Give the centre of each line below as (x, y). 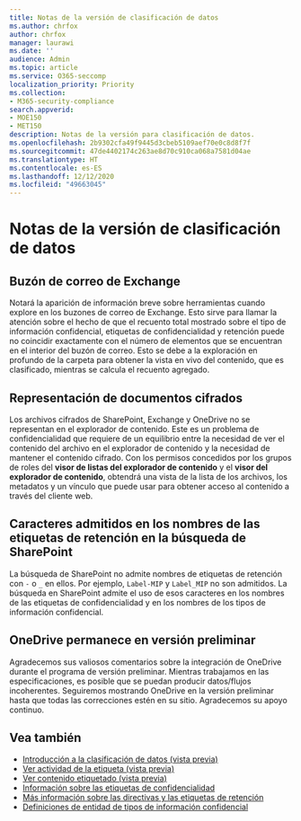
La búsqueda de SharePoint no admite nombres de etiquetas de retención (146, 574)
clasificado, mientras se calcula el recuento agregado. (110, 370)
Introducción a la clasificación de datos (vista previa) (120, 759)
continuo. (27, 710)
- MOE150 (26, 118)
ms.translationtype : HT (54, 159)
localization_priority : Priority (72, 84)
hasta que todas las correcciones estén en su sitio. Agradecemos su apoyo (148, 700)
